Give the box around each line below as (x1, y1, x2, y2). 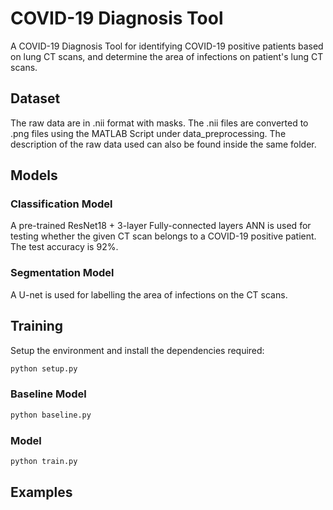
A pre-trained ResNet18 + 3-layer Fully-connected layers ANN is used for (10, 220, 312, 232)
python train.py (10, 456, 78, 466)
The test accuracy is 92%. (10, 241, 119, 253)
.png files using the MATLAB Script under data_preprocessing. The (10, 127, 287, 139)
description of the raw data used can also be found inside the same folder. (10, 138, 317, 150)
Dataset (10, 90, 61, 107)
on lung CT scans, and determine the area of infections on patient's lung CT (10, 50, 324, 62)
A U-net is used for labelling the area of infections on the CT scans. (10, 288, 288, 301)
